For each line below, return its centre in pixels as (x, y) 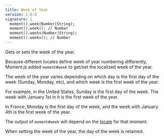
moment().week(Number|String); (42, 24)
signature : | (19, 19)
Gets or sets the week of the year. (40, 52)
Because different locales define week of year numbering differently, (76, 61)
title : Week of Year (27, 10)
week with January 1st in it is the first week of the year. (62, 97)
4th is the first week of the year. (38, 112)
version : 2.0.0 (21, 14)
